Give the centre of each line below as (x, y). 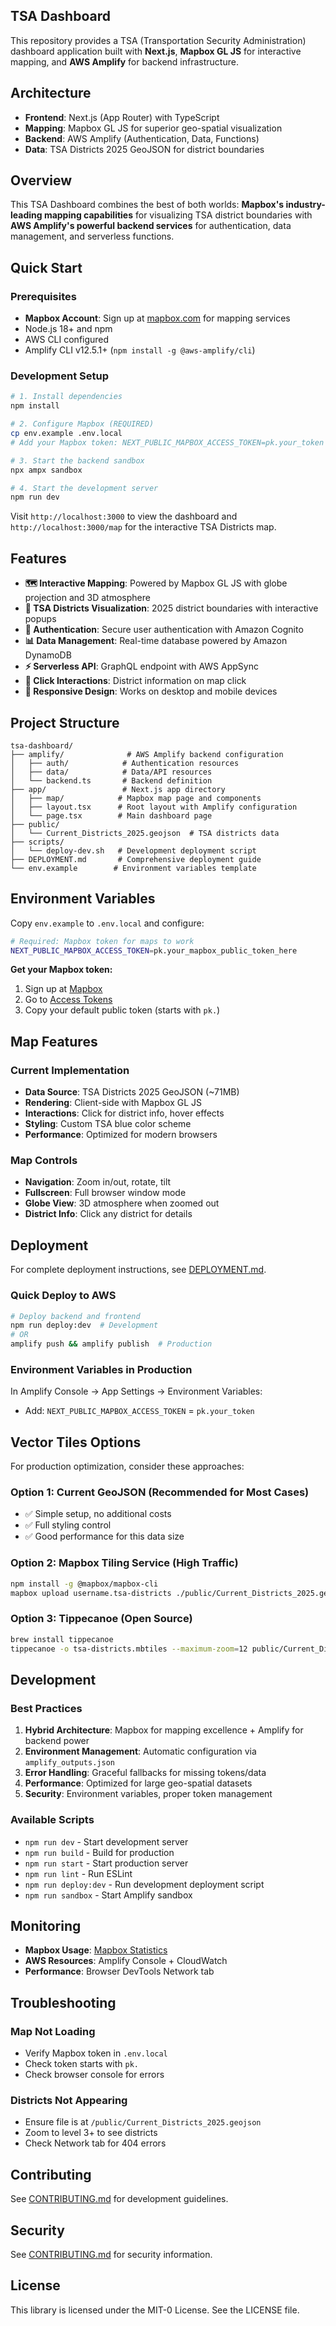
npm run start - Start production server (106, 1863)
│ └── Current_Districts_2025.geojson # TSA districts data (145, 833)
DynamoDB (48, 655)
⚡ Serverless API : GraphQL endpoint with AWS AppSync (141, 666)
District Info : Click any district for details (108, 1214)
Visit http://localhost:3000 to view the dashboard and (124, 516)
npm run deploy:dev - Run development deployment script (144, 1884)
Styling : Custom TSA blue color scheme (108, 1124)
